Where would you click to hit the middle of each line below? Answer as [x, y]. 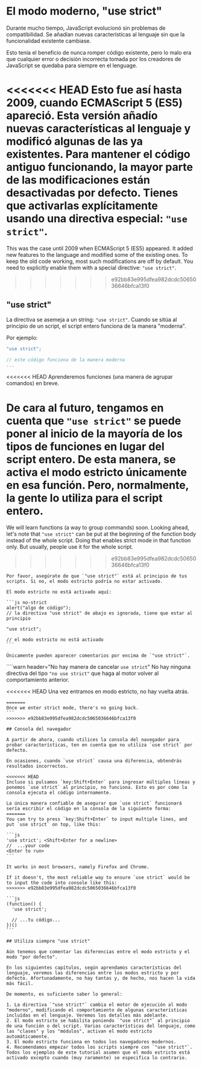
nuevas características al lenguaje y [99, 129]
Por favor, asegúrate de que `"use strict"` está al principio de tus [97, 576]
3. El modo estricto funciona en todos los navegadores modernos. [91, 1042]
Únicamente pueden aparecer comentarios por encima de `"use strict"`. [98, 656]
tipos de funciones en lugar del [85, 446]
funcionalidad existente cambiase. [49, 41]
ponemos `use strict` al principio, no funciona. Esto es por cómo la [97, 788]
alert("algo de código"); [39, 608]
